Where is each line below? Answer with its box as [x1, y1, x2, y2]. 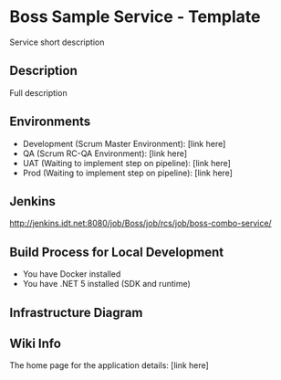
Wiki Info [9, 335, 62, 351]
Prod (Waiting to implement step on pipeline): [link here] [22, 167, 233, 178]
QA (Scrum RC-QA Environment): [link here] [22, 148, 188, 159]
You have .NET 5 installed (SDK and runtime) [22, 279, 192, 290]
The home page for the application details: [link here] [9, 360, 210, 371]
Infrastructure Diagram [9, 304, 143, 321]
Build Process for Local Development [9, 244, 224, 259]
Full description [9, 87, 68, 98]
